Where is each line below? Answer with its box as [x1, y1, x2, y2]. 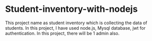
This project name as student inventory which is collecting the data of [5, 20, 148, 26]
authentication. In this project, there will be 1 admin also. [5, 30, 120, 36]
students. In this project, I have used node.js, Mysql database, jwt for [5, 25, 146, 31]
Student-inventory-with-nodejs [5, 3, 138, 15]
